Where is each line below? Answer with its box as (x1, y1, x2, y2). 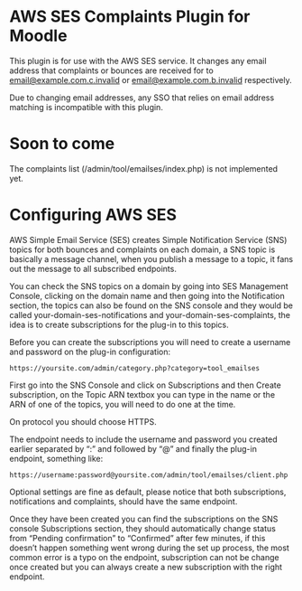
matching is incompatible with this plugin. (9, 101, 164, 112)
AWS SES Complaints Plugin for (9, 6, 251, 27)
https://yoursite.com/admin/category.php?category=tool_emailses (9, 363, 260, 372)
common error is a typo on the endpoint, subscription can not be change (9, 551, 279, 562)
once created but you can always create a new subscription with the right (9, 561, 282, 572)
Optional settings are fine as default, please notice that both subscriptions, (9, 486, 287, 497)
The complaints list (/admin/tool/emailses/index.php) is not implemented (9, 163, 278, 174)
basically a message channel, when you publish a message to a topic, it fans (9, 253, 294, 264)
